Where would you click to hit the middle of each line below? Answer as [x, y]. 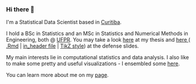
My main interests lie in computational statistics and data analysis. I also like [97, 58]
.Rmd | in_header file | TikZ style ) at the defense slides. [73, 46]
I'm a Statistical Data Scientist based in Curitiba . [64, 22]
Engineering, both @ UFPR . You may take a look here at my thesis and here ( [98, 40]
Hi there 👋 [20, 9]
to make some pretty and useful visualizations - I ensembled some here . [93, 63]
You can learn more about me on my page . [58, 75]
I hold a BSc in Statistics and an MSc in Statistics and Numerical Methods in [97, 33]
